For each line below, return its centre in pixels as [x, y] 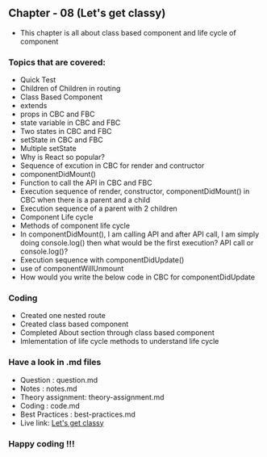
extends [33, 106]
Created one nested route [63, 316]
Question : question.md [59, 379]
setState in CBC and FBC [61, 140]
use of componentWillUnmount [72, 269]
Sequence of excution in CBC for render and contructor [112, 166]
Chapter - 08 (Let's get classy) [87, 13]
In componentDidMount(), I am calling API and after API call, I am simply [140, 234]
